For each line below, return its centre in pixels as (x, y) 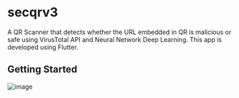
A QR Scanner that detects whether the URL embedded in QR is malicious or (119, 32)
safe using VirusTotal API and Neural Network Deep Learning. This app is (115, 39)
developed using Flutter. (43, 47)
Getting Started (42, 69)
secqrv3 (33, 12)
